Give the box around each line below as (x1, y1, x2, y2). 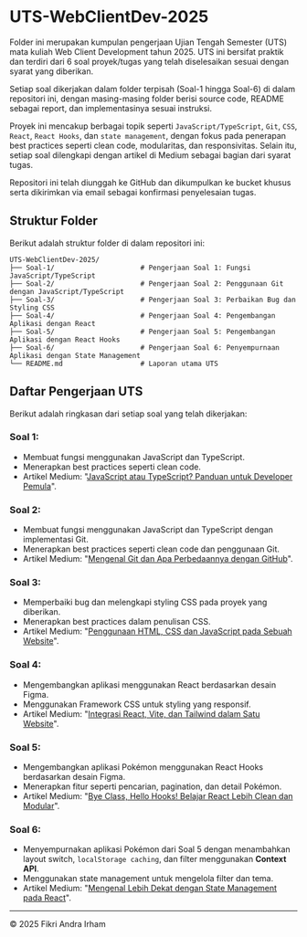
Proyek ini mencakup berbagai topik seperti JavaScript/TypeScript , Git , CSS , (9, 121, 298, 132)
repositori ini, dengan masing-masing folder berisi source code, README (9, 93, 285, 104)
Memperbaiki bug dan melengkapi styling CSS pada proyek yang (22, 596, 268, 608)
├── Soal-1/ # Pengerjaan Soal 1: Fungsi (9, 263, 251, 272)
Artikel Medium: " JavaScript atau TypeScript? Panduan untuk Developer (22, 470, 293, 481)
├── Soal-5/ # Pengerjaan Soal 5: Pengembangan (9, 327, 276, 336)
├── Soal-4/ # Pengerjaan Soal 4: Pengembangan (9, 311, 276, 321)
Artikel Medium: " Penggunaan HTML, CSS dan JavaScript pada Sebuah (22, 626, 292, 637)
